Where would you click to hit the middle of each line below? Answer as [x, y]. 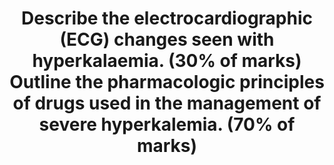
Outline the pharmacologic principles [167, 82]
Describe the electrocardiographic [166, 18]
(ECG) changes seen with [167, 39]
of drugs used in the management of [167, 103]
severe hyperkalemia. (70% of [167, 124]
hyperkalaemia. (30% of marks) [167, 61]
